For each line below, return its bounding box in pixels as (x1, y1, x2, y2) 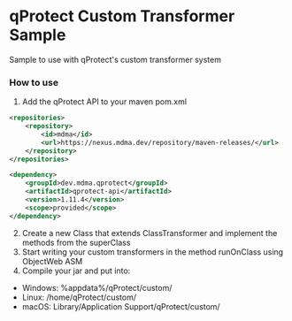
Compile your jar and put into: (21, 265, 131, 276)
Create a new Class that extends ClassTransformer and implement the (21, 227, 278, 238)
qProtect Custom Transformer (9, 6, 235, 27)
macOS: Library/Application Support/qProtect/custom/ (21, 301, 220, 311)
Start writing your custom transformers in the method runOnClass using (21, 246, 284, 257)
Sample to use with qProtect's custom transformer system (9, 54, 221, 65)
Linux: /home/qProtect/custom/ (21, 292, 137, 302)
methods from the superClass (21, 237, 131, 248)
